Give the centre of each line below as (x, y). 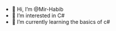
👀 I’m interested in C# (38, 15)
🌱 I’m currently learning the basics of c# (61, 22)
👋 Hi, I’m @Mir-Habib (37, 9)
